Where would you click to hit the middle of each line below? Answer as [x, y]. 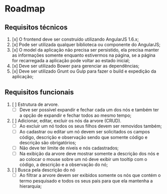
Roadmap [25, 9]
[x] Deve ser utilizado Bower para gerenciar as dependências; [75, 66]
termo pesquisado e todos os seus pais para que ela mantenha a [86, 181]
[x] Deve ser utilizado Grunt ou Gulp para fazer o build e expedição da [84, 71]
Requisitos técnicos [36, 27]
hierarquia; [30, 186]
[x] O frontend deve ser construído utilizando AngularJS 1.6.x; [75, 39]
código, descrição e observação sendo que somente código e [83, 137]
